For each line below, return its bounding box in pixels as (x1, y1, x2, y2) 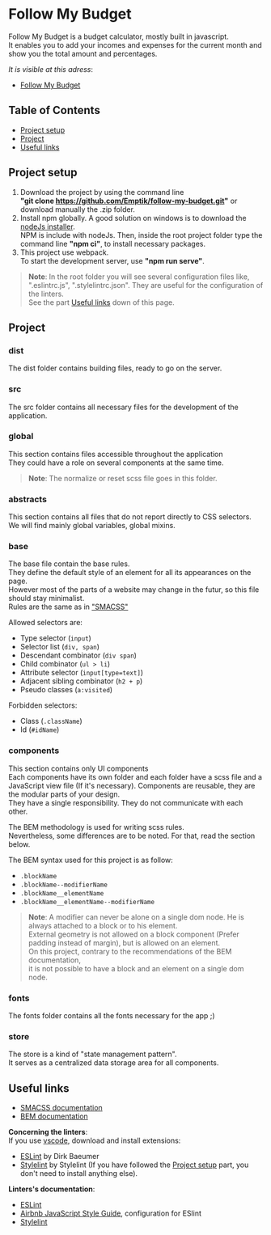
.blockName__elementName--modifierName (19, 898, 155, 906)
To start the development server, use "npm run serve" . (19, 256, 205, 265)
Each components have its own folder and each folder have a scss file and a (8, 772, 263, 781)
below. (8, 839, 31, 849)
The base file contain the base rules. (8, 559, 130, 569)
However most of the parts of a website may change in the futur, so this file (8, 585, 260, 594)
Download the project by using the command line (19, 187, 184, 197)
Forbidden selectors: (8, 700, 78, 710)
